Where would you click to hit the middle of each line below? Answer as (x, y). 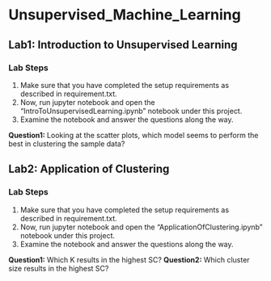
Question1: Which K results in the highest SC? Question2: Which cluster (129, 259)
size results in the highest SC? (59, 268)
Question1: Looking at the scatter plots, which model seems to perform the (133, 135)
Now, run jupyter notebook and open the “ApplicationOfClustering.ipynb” (141, 227)
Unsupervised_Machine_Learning (125, 15)
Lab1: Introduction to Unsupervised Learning (123, 45)
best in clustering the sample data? (67, 144)
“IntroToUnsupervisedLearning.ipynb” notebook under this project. (131, 111)
